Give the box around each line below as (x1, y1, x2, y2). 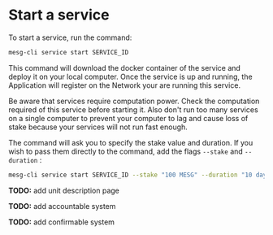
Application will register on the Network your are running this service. (8, 80, 241, 90)
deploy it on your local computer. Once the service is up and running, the (8, 72, 253, 81)
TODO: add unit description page (8, 185, 119, 195)
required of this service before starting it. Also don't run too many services (8, 104, 258, 115)
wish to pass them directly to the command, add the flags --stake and (8, 146, 244, 156)
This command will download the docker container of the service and (8, 63, 241, 72)
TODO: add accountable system (8, 201, 116, 211)
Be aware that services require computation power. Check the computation (8, 96, 260, 106)
